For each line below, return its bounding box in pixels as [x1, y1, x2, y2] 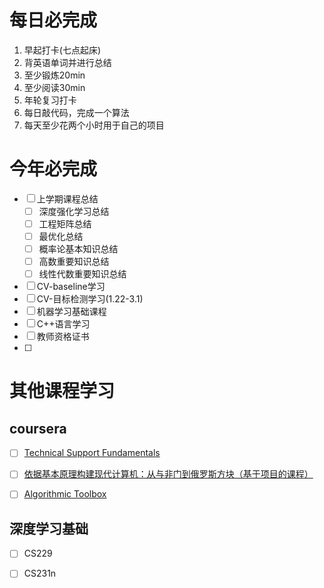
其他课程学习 [9, 380, 116, 403]
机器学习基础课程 [36, 306, 107, 318]
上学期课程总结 [36, 192, 99, 205]
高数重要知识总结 [38, 256, 110, 268]
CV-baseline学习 [36, 281, 106, 293]
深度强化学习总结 [38, 205, 110, 217]
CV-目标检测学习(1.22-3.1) [36, 293, 144, 305]
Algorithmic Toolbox [23, 488, 107, 500]
